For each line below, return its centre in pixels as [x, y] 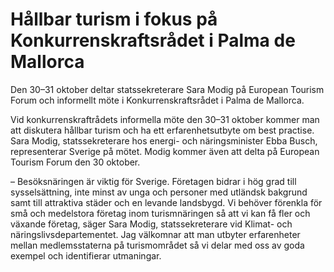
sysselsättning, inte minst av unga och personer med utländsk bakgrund [159, 192]
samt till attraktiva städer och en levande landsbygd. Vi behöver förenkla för [166, 202]
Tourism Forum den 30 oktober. [75, 162]
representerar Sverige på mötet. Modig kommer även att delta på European [165, 151]
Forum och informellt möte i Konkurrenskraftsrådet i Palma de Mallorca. [157, 100]
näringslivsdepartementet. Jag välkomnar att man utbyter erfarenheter [155, 234]
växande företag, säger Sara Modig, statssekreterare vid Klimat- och [151, 224]
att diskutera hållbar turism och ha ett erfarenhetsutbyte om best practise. [162, 130]
